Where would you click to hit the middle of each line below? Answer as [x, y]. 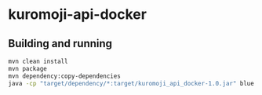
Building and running [60, 44]
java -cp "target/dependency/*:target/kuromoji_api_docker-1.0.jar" [122, 83]
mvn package [27, 68]
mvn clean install [38, 61]
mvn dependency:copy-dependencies [65, 76]
